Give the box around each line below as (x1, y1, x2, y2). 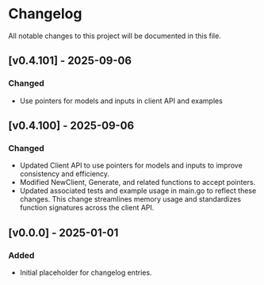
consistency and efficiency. (19, 169, 109, 179)
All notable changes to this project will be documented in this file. (8, 31, 222, 40)
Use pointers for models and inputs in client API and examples (19, 96, 224, 106)
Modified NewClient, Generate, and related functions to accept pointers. (19, 178, 256, 187)
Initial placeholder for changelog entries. (19, 268, 152, 277)
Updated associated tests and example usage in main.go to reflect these (19, 186, 257, 195)
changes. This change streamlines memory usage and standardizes (19, 194, 242, 204)
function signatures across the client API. (19, 203, 155, 213)
